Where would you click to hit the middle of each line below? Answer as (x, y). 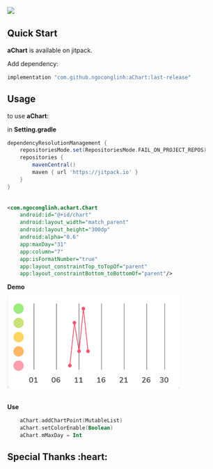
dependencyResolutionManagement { (57, 143)
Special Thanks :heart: (57, 457)
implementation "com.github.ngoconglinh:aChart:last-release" (99, 77)
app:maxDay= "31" (44, 244)
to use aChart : (28, 116)
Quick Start (32, 34)
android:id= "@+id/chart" (56, 215)
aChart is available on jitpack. (50, 50)
